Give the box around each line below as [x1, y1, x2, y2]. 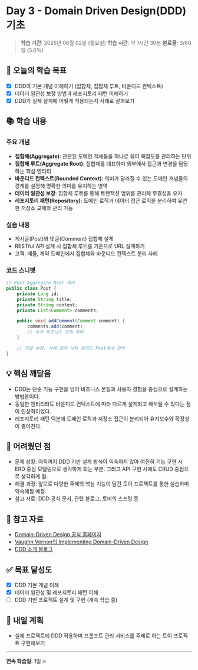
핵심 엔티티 [25, 167, 51, 174]
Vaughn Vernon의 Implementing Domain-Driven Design [14, 538, 148, 545]
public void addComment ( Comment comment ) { [16, 318, 126, 324]
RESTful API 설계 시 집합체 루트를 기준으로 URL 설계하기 [14, 242, 146, 250]
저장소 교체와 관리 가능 [21, 204, 74, 211]
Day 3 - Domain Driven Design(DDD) [6, 4, 187, 18]
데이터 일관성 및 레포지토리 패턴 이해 [14, 589, 98, 596]
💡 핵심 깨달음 [6, 368, 51, 379]
